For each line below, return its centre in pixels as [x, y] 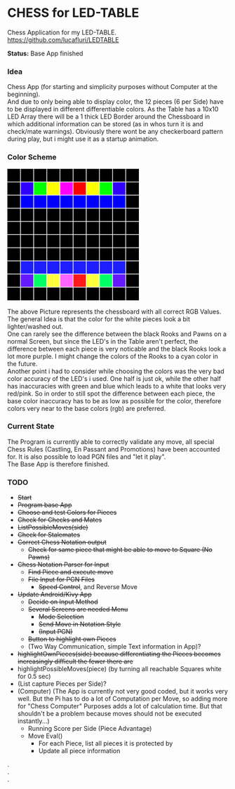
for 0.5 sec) [34, 676]
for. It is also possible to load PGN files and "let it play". [87, 457]
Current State [31, 426]
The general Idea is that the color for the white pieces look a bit [99, 319]
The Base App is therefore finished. [59, 464]
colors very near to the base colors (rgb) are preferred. [87, 408]
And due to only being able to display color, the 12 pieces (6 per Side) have [116, 102]
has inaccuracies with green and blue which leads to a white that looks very [117, 386]
